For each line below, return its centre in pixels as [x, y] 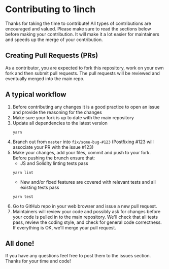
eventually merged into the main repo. [45, 78]
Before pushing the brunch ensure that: [54, 158]
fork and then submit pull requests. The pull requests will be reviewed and [82, 73]
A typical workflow [36, 95]
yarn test [23, 196]
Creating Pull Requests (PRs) [52, 56]
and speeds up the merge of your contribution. [54, 40]
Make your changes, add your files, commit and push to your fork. [82, 152]
